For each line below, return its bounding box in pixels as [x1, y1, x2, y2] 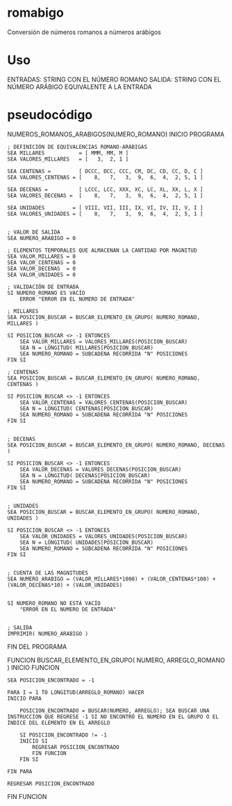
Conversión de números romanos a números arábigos [7, 28, 161, 36]
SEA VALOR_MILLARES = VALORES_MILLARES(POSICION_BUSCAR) [19, 338, 188, 345]
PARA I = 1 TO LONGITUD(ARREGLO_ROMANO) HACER [7, 688, 144, 696]
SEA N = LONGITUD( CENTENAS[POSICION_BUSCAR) [19, 405, 154, 412]
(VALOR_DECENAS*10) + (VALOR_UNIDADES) [7, 581, 123, 588]
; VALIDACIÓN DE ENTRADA [7, 283, 79, 290]
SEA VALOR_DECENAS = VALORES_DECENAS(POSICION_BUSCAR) [19, 466, 182, 473]
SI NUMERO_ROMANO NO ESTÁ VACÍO [7, 599, 101, 606]
